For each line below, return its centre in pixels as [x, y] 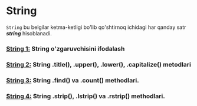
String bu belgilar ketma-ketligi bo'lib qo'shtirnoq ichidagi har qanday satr [96, 27]
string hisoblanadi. [29, 33]
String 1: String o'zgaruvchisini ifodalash [65, 48]
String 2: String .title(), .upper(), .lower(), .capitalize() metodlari [99, 64]
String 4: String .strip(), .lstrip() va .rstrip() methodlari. [86, 96]
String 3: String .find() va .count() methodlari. [73, 80]
